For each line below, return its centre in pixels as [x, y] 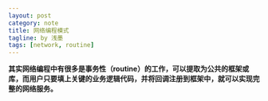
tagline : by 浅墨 [36, 38]
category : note [33, 23]
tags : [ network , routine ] [51, 45]
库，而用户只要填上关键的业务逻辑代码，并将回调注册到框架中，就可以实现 [130, 79]
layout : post [30, 16]
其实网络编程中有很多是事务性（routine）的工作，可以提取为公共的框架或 [129, 69]
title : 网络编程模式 [39, 30]
